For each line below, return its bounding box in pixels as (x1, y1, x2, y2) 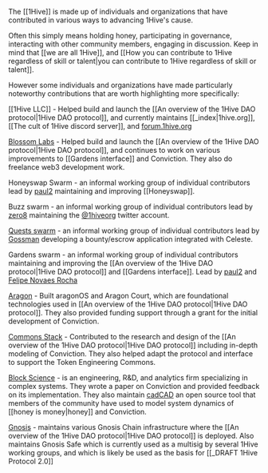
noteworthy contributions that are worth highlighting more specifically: (8, 89, 240, 98)
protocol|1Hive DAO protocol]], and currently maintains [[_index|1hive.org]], (8, 113, 255, 122)
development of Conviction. (8, 316, 100, 326)
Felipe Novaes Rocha (8, 275, 78, 285)
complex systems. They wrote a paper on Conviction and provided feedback (8, 382, 260, 391)
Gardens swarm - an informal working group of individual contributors (8, 250, 238, 259)
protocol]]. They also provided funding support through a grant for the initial (8, 308, 258, 317)
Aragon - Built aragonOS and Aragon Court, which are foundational (8, 291, 229, 300)
